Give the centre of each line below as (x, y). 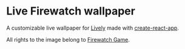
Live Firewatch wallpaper (71, 11)
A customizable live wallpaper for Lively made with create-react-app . (92, 28)
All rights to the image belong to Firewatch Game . (68, 39)
